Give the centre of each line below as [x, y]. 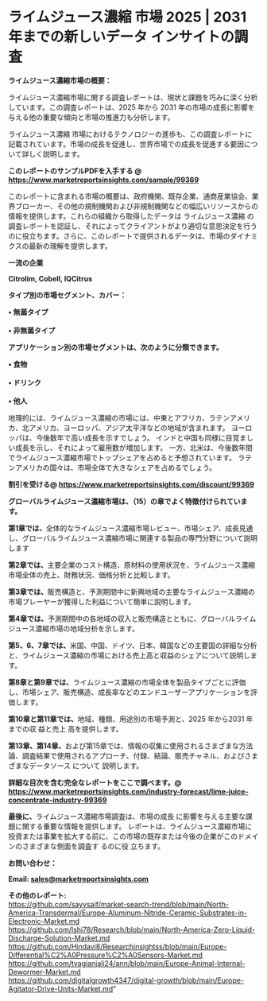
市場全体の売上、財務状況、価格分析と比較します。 [91, 575]
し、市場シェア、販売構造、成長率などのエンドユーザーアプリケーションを [130, 692]
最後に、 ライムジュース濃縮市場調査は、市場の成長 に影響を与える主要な [127, 816]
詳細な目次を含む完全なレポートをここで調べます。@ [95, 782]
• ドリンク [25, 382]
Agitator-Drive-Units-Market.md [61, 988]
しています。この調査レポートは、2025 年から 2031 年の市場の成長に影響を [132, 107]
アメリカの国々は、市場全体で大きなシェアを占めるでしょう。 [116, 468]
